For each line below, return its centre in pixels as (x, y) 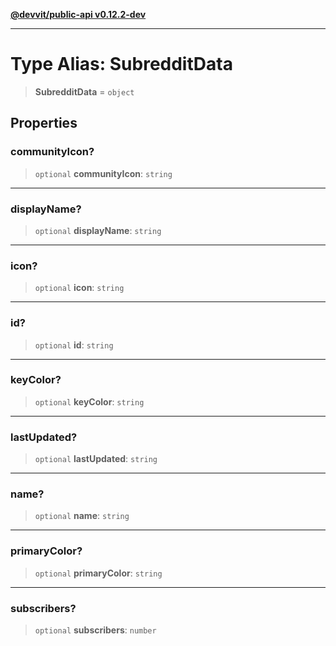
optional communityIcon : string (103, 173)
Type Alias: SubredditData (121, 64)
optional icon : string (79, 288)
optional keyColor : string (89, 401)
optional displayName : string (98, 230)
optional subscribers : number (95, 630)
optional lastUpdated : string (96, 459)
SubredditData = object (84, 91)
